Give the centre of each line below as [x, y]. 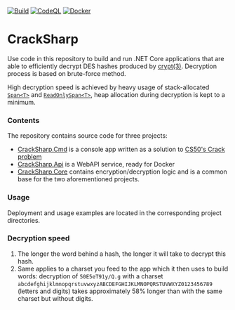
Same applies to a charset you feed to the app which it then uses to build [123, 269]
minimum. [22, 102]
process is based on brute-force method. [67, 73]
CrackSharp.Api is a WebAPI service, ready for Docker [96, 164]
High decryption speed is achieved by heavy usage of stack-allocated [108, 87]
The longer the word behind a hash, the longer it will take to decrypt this [122, 254]
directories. [24, 220]
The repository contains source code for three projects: [87, 136]
